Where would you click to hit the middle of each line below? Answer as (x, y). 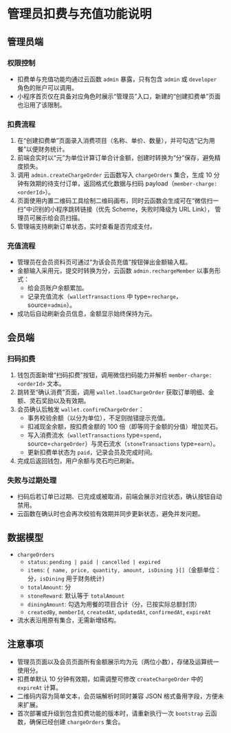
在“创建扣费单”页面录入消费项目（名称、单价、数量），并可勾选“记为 (113, 141)
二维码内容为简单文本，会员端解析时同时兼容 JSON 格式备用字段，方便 (117, 696)
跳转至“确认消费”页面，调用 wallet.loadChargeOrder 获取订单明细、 (112, 392)
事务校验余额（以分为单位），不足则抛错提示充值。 (98, 418)
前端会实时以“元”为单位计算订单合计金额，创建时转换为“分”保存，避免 (116, 158)
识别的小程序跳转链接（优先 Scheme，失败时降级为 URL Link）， (123, 210)
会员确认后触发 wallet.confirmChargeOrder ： (80, 409)
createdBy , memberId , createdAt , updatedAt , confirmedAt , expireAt (119, 612)
